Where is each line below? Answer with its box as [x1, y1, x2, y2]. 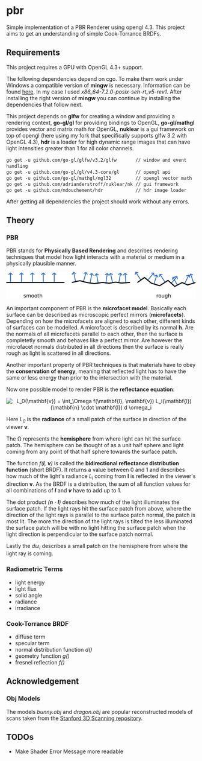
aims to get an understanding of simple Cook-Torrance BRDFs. [6, 30, 161, 37]
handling [6, 163, 28, 169]
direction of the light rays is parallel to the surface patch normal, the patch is [6, 511, 195, 518]
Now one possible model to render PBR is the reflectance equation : [6, 386, 175, 393]
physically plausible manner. [6, 260, 77, 267]
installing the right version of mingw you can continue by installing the [6, 94, 180, 101]
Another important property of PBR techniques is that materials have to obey [6, 361, 196, 368]
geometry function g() [14, 652, 70, 660]
